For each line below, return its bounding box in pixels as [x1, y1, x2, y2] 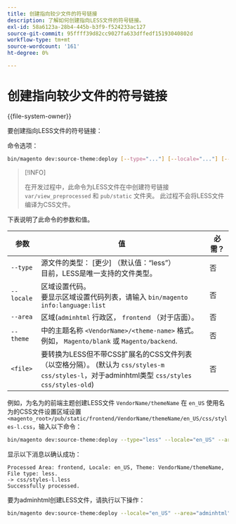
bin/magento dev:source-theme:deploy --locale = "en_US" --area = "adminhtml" [7, 509, 231, 517]
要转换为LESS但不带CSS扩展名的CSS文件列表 [41, 349, 192, 359]
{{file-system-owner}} [7, 112, 72, 120]
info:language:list [41, 301, 106, 309]
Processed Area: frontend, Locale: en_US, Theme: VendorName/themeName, [7, 464, 225, 471]
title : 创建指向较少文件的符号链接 [7, 10, 98, 18]
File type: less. [7, 470, 58, 477]
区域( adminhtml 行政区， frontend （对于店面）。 [41, 312, 199, 322]
